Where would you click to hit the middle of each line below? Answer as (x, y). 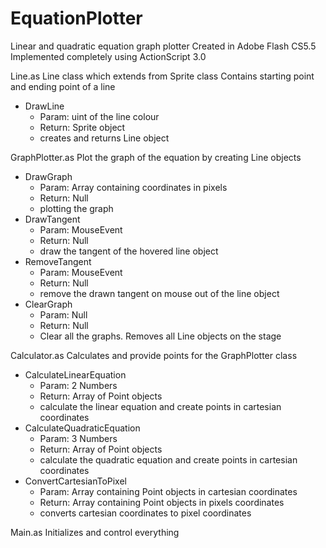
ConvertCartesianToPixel (75, 481)
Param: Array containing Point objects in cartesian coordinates (168, 491)
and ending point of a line (63, 86)
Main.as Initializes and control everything (95, 532)
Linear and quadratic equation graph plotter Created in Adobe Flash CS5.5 (163, 46)
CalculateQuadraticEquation (82, 428)
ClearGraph (48, 304)
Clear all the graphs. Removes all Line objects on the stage (160, 336)
